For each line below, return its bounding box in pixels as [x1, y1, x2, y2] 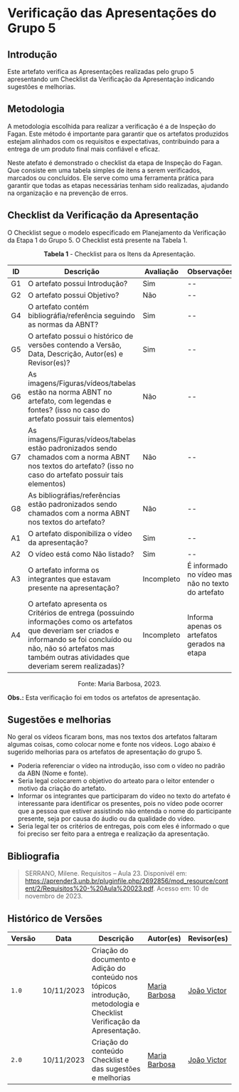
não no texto [187, 578, 229, 588]
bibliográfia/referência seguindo [28, 310, 135, 320]
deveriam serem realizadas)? [28, 661, 125, 671]
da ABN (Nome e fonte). [17, 769, 89, 777]
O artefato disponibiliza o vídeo [28, 528, 132, 538]
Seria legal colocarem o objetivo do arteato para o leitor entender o [17, 777, 215, 785]
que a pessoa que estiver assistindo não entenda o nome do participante [17, 807, 232, 816]
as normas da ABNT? [28, 319, 99, 329]
